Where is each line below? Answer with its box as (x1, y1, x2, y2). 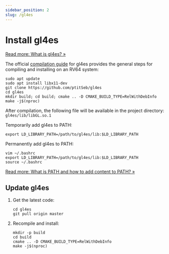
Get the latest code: (12, 197, 55, 203)
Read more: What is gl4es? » (5, 51, 66, 57)
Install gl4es (5, 34, 59, 46)
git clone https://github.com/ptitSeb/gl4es (5, 85, 102, 90)
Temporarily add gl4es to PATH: (5, 122, 73, 128)
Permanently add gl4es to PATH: (5, 141, 74, 147)
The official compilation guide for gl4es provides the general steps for (5, 61, 153, 67)
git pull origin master (12, 212, 64, 217)
